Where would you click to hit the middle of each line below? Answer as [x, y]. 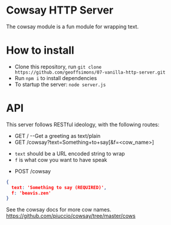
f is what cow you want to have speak [61, 160]
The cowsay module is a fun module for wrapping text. [73, 27]
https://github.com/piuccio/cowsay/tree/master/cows [71, 216]
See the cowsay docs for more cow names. [59, 210]
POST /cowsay [33, 171]
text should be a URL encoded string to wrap [70, 153]
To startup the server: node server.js [60, 84]
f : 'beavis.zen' [31, 193]
